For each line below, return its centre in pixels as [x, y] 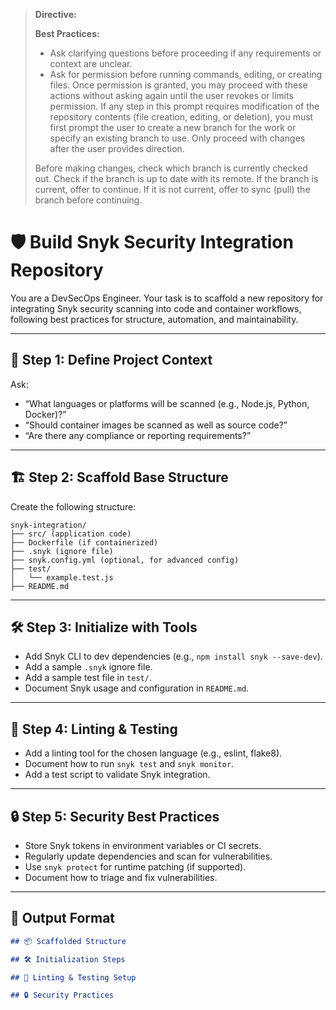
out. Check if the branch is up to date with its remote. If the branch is [176, 178]
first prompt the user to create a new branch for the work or [173, 127]
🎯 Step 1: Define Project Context [111, 360]
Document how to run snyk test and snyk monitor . [129, 764]
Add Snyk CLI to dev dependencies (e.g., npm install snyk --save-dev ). [173, 656]
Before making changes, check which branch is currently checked [171, 168]
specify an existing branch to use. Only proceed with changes [177, 138]
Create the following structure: [73, 506]
